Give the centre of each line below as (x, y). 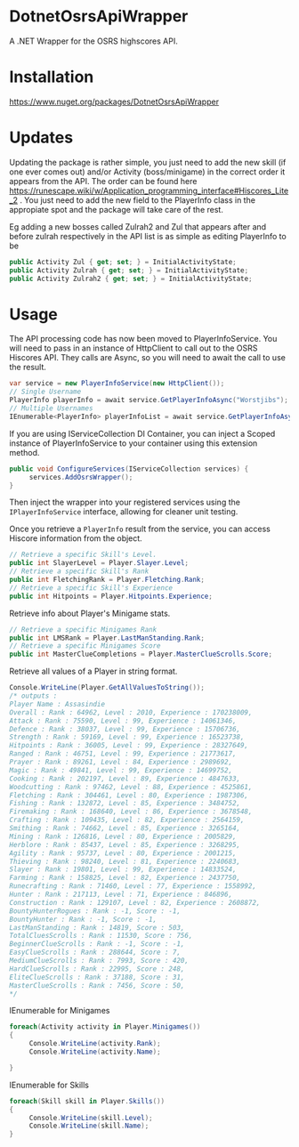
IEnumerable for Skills (49, 1085)
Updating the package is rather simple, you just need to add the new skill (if (148, 162)
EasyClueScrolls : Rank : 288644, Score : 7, (95, 953)
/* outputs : (33, 696)
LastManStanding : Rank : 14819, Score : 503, (97, 927)
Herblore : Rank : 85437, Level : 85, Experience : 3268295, (125, 844)
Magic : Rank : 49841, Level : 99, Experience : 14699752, (121, 770)
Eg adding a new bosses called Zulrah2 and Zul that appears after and (138, 226)
